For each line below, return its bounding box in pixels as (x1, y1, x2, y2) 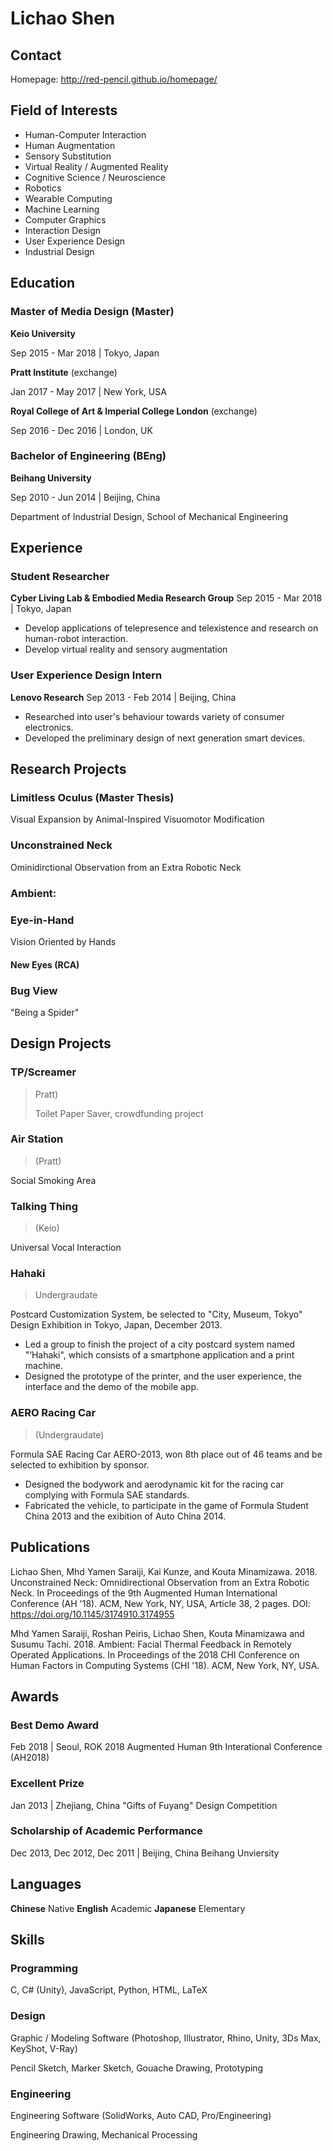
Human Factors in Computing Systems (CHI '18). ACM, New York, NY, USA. (10, 1659, 320, 1671)
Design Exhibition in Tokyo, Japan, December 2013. (10, 1319, 223, 1331)
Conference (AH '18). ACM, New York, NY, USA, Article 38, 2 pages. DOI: (10, 1597, 311, 1609)
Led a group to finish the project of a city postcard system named (24, 1338, 295, 1351)
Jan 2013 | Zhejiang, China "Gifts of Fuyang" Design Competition (10, 1799, 278, 1811)
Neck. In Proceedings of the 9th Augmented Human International (10, 1587, 278, 1599)
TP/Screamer (10, 1065, 77, 1079)
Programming (10, 1961, 78, 1975)
